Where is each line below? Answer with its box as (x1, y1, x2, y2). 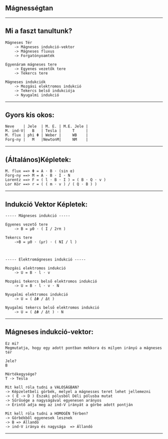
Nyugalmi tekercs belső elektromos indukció (5, 305, 99, 310)
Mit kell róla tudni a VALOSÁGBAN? (5, 384, 79, 389)
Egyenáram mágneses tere (5, 62, 57, 67)
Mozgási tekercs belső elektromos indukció (5, 279, 97, 284)
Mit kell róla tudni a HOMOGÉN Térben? (5, 411, 88, 416)
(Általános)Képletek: (5, 155, 71, 164)
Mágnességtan (5, 4, 53, 12)
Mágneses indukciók (5, 79, 46, 84)
